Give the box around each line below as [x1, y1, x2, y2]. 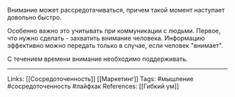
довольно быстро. [7, 13, 62, 21]
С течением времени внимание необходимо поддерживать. [7, 55, 188, 63]
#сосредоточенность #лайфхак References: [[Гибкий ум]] [7, 82, 180, 90]
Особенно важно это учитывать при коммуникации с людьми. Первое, [7, 27, 221, 35]
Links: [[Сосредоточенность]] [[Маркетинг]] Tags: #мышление [7, 75, 194, 82]
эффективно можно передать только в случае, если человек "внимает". [7, 42, 224, 49]
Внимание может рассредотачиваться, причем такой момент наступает [7, 6, 225, 14]
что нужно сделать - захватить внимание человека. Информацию [7, 34, 205, 42]
